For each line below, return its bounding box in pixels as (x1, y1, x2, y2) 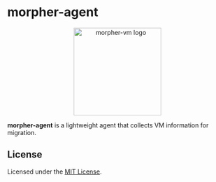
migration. (7, 128, 37, 136)
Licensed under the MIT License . (7, 167, 102, 176)
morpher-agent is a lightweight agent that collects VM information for (7, 120, 209, 129)
